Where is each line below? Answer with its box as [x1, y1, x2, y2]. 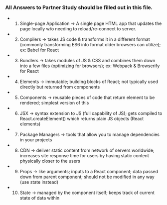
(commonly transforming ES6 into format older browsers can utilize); [19, 42, 161, 48]
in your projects [19, 137, 52, 143]
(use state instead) [19, 179, 59, 185]
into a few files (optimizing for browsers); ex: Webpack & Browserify [19, 63, 160, 69]
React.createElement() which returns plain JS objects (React [19, 116, 144, 122]
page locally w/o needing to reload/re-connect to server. [19, 26, 137, 32]
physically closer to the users [19, 158, 81, 164]
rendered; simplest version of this [19, 100, 89, 106]
